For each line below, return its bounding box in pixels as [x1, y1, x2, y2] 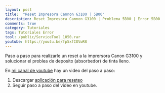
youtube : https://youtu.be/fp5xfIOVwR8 [5, 39, 87, 44]
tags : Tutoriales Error [5, 30, 54, 35]
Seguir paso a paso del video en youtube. [12, 82, 97, 88]
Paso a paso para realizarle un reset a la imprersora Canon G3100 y [5, 53, 143, 59]
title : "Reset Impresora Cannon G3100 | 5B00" [5, 12, 105, 17]
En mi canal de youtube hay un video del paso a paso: [5, 67, 115, 73]
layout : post [5, 7, 32, 12]
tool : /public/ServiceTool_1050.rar [5, 35, 81, 40]
